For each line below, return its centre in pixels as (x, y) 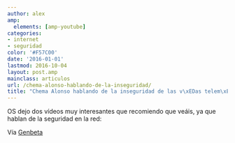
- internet (23, 40)
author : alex (26, 14)
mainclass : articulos (39, 78)
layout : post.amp (33, 72)
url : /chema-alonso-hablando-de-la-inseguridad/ (79, 85)
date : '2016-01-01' (36, 59)
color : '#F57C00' (33, 53)
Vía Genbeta (25, 133)
